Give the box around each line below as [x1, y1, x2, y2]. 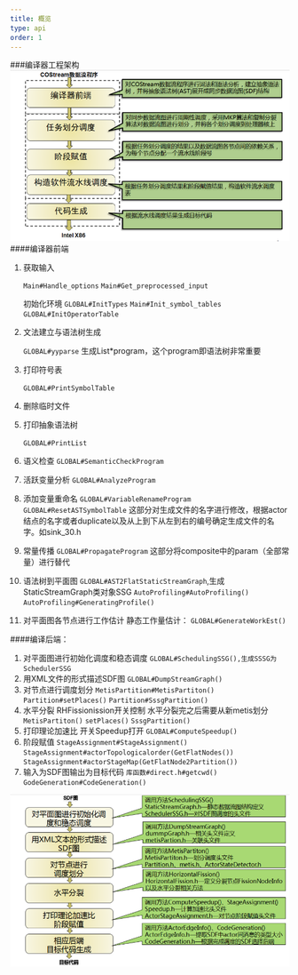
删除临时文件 [22, 400, 70, 411]
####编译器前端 [10, 243, 69, 253]
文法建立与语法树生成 [22, 326, 101, 337]
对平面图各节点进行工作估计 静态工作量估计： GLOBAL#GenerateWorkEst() [22, 614, 286, 626]
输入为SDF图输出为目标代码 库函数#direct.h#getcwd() [22, 766, 218, 777]
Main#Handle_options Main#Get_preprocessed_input [22, 281, 209, 291]
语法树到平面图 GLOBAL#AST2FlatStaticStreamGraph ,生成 [22, 575, 225, 586]
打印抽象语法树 [22, 419, 78, 430]
